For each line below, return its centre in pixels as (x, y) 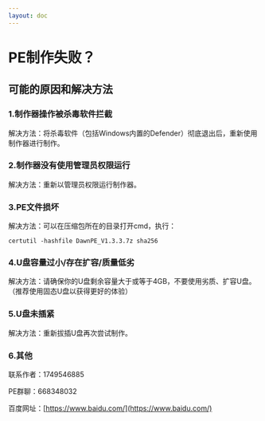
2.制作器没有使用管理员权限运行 (69, 166)
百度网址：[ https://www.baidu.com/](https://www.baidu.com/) (110, 408)
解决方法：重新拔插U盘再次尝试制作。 (70, 332)
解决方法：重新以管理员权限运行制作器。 (74, 184)
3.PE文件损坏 (34, 207)
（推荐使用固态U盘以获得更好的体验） (70, 291)
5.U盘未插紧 (31, 314)
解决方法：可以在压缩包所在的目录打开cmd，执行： (92, 226)
